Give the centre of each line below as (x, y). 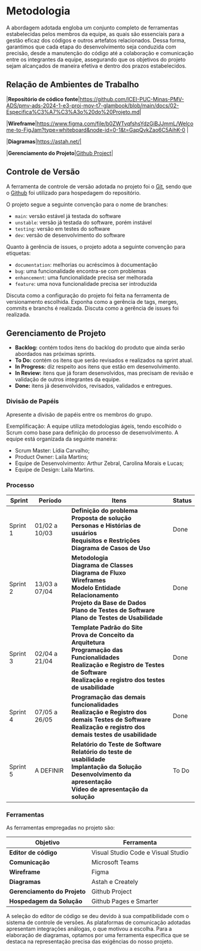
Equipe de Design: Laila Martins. (54, 469)
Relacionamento (95, 595)
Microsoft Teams (115, 862)
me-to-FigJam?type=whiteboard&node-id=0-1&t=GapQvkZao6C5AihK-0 (96, 129)
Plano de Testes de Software (113, 610)
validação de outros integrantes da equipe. (68, 379)
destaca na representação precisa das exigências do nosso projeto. (90, 941)
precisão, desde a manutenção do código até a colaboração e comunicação (100, 53)
